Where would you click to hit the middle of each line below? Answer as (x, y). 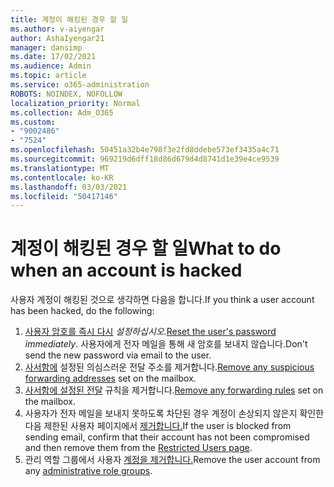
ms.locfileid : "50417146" (64, 196)
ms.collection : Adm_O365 (62, 112)
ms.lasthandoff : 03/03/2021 (69, 187)
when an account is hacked (126, 270)
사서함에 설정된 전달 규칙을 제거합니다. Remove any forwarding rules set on (174, 390)
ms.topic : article (48, 76)
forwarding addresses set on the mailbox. (110, 378)
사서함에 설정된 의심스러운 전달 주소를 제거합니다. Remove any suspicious (169, 367)
